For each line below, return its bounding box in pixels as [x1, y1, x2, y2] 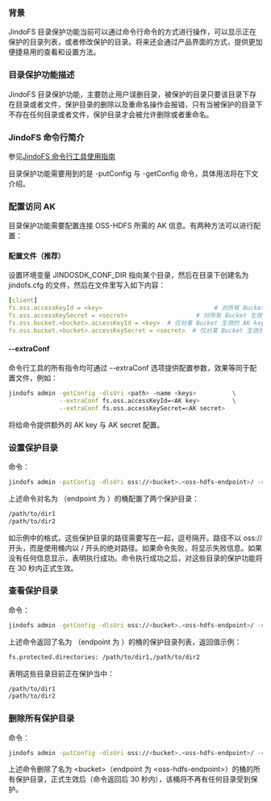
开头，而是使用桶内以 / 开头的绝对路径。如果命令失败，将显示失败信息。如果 [8, 543, 262, 552]
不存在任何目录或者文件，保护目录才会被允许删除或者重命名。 [8, 109, 214, 119]
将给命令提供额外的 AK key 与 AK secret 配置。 [8, 420, 165, 430]
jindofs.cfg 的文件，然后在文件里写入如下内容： [8, 280, 166, 290]
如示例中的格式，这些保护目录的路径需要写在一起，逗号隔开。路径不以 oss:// [8, 533, 263, 543]
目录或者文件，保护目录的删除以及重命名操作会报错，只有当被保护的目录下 [15, 99, 263, 109]
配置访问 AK [8, 200, 56, 212]
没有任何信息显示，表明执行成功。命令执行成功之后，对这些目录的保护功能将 [8, 553, 263, 563]
